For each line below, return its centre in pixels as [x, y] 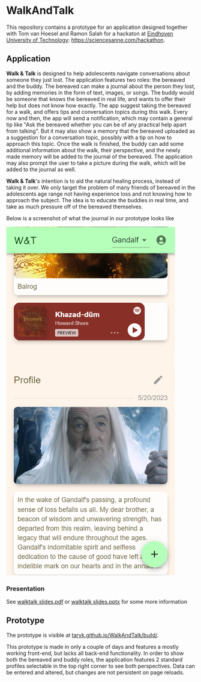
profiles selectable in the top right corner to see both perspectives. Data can [100, 666]
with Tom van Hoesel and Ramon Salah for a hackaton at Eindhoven [90, 33]
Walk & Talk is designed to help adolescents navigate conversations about [98, 73]
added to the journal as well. [41, 169]
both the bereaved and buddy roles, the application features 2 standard [94, 659]
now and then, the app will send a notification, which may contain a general [100, 118]
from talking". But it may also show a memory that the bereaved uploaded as [101, 131]
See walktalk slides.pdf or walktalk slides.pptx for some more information [97, 602]
